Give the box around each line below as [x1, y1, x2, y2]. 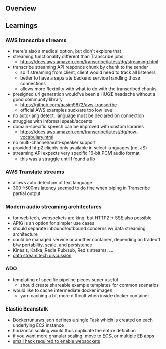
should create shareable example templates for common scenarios [20, 282, 159, 288]
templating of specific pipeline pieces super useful [12, 276, 118, 283]
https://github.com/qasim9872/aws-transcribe [20, 102, 117, 108]
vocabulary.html [20, 134, 54, 140]
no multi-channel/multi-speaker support [12, 139, 96, 146]
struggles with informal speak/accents [12, 118, 92, 124]
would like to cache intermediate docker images [12, 287, 113, 293]
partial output [12, 190, 41, 197]
